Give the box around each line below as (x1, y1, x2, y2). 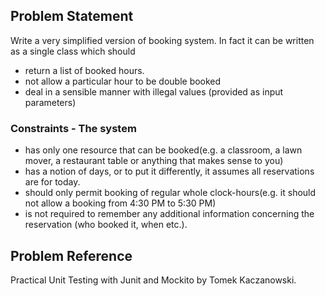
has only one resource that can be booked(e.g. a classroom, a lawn (24, 144, 303, 156)
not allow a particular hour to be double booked (24, 75, 222, 87)
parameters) (24, 96, 77, 108)
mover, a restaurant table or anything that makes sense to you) (24, 155, 284, 167)
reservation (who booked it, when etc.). (24, 219, 188, 231)
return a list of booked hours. (24, 64, 145, 76)
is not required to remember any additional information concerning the (24, 208, 315, 220)
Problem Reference (10, 247, 133, 264)
